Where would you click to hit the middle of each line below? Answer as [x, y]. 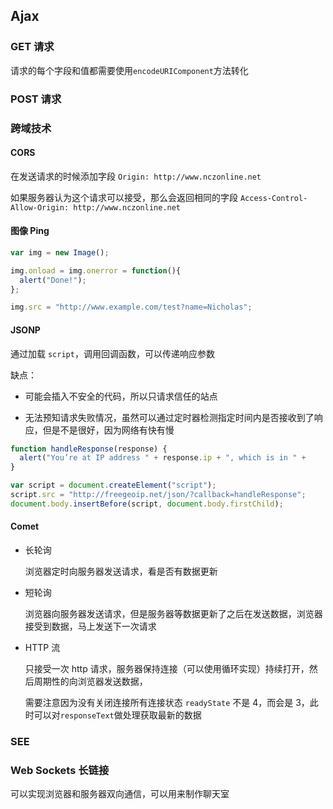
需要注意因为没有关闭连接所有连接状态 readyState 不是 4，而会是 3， [167, 702]
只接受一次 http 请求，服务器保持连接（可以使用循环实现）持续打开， [167, 668]
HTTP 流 [42, 647]
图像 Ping [30, 231]
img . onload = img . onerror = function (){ [96, 270]
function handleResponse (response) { [89, 449]
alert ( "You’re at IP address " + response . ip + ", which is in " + [163, 458]
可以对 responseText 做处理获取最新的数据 [117, 715]
